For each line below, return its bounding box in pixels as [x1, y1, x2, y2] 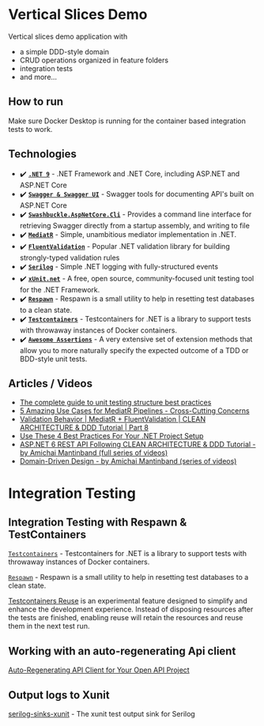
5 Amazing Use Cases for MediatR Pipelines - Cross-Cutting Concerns [19, 406, 251, 416]
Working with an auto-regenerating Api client [8, 644, 236, 657]
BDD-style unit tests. [19, 354, 88, 363]
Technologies [8, 148, 77, 161]
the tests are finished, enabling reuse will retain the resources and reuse [8, 613, 243, 623]
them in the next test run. [8, 622, 90, 631]
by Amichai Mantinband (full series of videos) [19, 448, 168, 457]
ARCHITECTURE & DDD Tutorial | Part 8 [19, 423, 149, 432]
